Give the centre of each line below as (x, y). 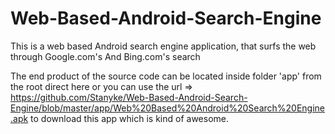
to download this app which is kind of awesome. (130, 118)
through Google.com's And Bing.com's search (105, 56)
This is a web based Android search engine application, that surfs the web (163, 46)
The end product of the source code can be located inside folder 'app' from (166, 76)
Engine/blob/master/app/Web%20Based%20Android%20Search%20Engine (168, 108)
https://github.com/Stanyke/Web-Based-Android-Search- (129, 97)
